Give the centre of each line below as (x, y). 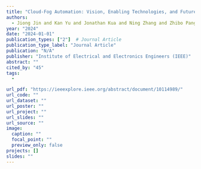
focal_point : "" (32, 140)
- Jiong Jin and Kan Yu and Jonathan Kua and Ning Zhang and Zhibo (98, 23)
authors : (17, 17)
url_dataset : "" (26, 101)
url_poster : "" (25, 106)
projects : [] (22, 150)
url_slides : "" (25, 117)
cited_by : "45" (25, 67)
